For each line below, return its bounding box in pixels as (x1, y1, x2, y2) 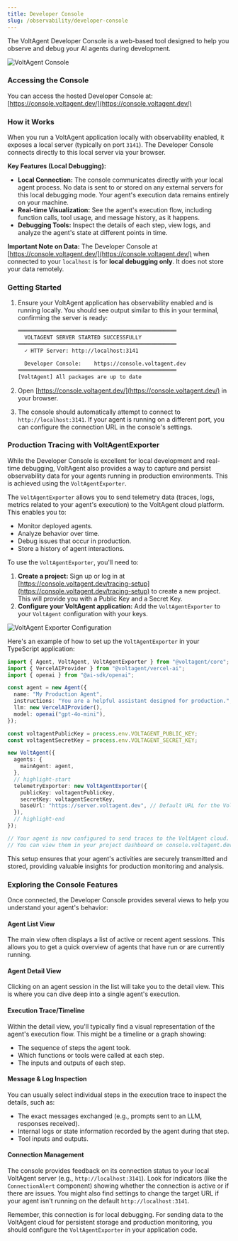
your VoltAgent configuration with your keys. (17, 609, 149, 618)
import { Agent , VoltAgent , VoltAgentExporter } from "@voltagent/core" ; (7, 658, 230, 665)
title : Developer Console (7, 10, 84, 18)
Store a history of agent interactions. (17, 544, 125, 552)
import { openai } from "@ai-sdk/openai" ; (7, 672, 135, 679)
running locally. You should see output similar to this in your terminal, (17, 306, 220, 315)
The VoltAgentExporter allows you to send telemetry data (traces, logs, (7, 493, 215, 501)
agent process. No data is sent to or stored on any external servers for (17, 183, 223, 192)
